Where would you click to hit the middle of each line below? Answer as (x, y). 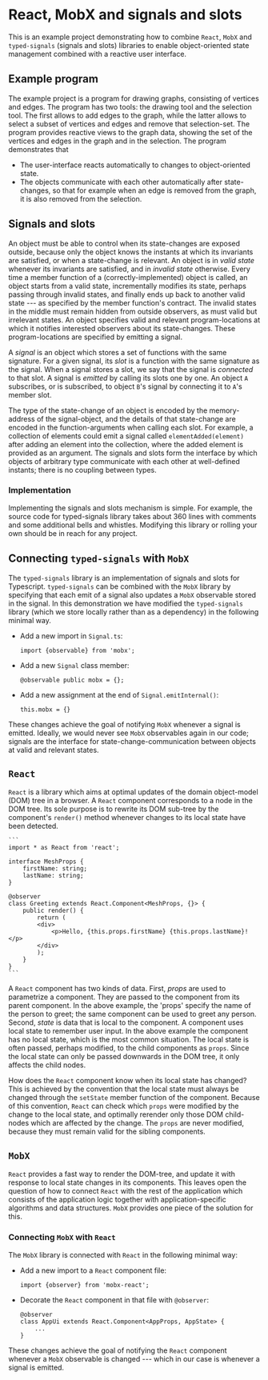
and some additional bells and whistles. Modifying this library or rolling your (133, 525)
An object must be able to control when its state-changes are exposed (124, 243)
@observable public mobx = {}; (72, 680)
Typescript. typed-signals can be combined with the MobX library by (120, 586)
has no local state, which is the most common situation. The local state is (129, 1040)
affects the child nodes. (47, 1065)
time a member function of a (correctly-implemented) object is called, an (128, 277)
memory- (224, 410)
